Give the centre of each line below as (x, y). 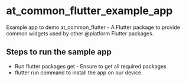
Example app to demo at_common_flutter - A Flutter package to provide (93, 27)
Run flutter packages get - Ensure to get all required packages (90, 66)
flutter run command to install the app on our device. (79, 73)
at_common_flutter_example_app (89, 11)
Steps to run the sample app (59, 52)
